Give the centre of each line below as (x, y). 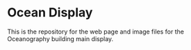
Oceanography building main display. (60, 38)
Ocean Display (50, 13)
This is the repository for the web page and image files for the (95, 32)
